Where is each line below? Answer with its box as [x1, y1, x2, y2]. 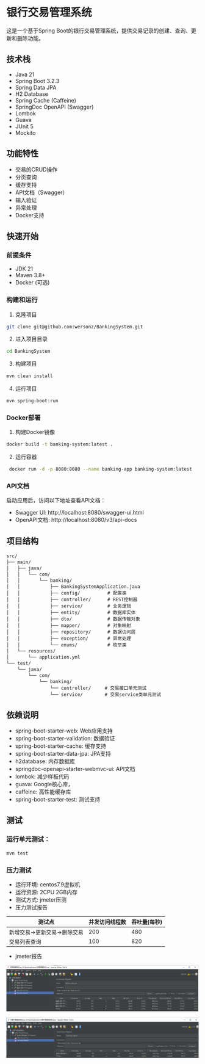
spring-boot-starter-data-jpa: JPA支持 [15, 750, 111, 758]
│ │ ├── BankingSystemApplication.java [6, 584, 140, 590]
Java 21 [15, 71, 35, 78]
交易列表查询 [9, 938, 41, 945]
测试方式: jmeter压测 [15, 896, 67, 903]
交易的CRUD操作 [15, 165, 58, 173]
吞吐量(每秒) [131, 918, 163, 925]
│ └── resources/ [6, 648, 56, 654]
